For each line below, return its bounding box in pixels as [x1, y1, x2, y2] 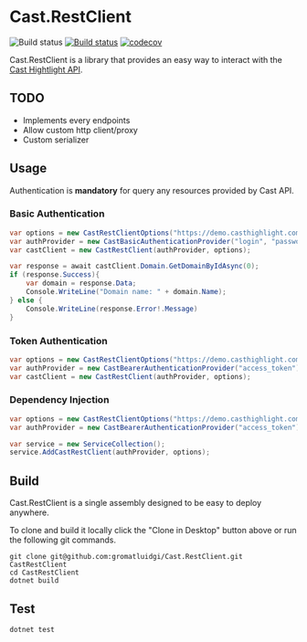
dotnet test [9, 625, 55, 634]
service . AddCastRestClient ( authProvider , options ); [9, 447, 210, 458]
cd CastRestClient [9, 568, 79, 577]
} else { [9, 295, 43, 305]
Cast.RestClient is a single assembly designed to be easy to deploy [9, 498, 262, 509]
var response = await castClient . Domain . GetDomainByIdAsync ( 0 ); [9, 262, 259, 271]
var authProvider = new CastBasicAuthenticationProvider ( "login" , [9, 237, 268, 246]
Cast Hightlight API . [9, 64, 83, 75]
